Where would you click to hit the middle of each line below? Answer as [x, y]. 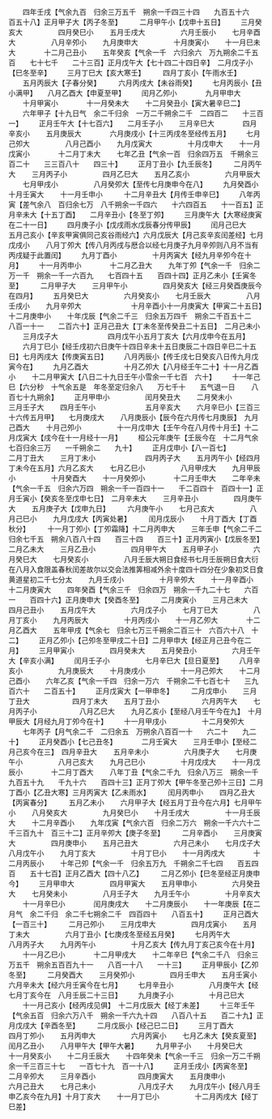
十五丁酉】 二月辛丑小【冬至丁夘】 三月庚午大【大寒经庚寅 [153, 214]
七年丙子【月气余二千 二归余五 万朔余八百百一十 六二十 [125, 731]
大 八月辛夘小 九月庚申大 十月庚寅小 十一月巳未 [134, 42]
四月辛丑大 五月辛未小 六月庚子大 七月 [155, 752]
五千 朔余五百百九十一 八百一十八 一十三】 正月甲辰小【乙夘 [137, 965]
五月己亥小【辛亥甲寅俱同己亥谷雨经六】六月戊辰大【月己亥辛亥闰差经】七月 [136, 235]
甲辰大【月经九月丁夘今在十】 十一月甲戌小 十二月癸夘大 [126, 721]
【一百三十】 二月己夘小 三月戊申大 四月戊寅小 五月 [133, 924]
